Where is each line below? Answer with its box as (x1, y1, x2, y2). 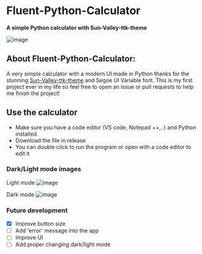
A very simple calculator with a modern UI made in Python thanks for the (6, 70, 190, 77)
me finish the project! (6, 90, 60, 97)
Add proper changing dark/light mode (15, 241, 111, 248)
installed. (15, 130, 39, 137)
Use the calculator (6, 107, 78, 118)
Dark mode (6, 191, 35, 198)
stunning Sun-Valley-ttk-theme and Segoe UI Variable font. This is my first (6, 76, 193, 83)
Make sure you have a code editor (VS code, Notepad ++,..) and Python (15, 123, 196, 131)
